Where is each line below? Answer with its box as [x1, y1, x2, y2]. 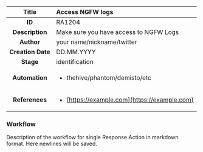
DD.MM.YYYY [56, 48, 96, 56]
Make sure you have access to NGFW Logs [56, 28, 179, 36]
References [13, 95, 47, 104]
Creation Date [9, 48, 50, 56]
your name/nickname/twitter [56, 38, 137, 46]
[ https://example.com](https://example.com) [66, 95, 194, 104]
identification [56, 58, 94, 66]
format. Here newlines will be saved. [6, 140, 97, 148]
